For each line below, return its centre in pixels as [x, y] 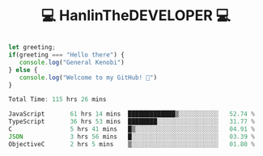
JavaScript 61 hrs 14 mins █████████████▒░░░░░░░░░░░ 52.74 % [131, 114]
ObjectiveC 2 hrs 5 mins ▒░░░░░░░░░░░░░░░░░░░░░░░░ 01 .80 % [131, 144]
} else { [23, 70]
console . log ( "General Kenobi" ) [72, 62]
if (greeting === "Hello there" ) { [67, 55]
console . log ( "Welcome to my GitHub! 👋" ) [88, 78]
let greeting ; [32, 48]
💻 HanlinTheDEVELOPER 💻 [136, 16]
